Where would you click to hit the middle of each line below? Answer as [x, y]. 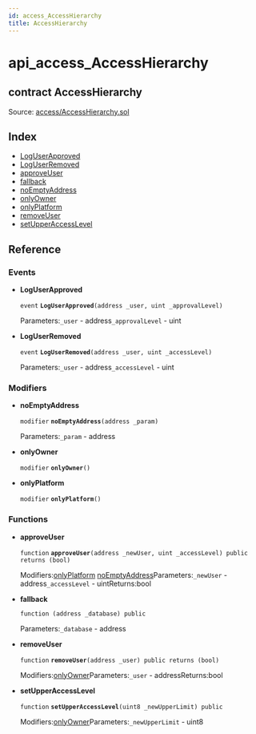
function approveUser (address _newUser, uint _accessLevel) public [134, 553]
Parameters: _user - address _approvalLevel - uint [100, 321]
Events [22, 272]
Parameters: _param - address [68, 437]
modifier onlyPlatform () [60, 499]
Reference [35, 249]
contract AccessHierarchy [75, 93]
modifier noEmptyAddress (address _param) [89, 421]
